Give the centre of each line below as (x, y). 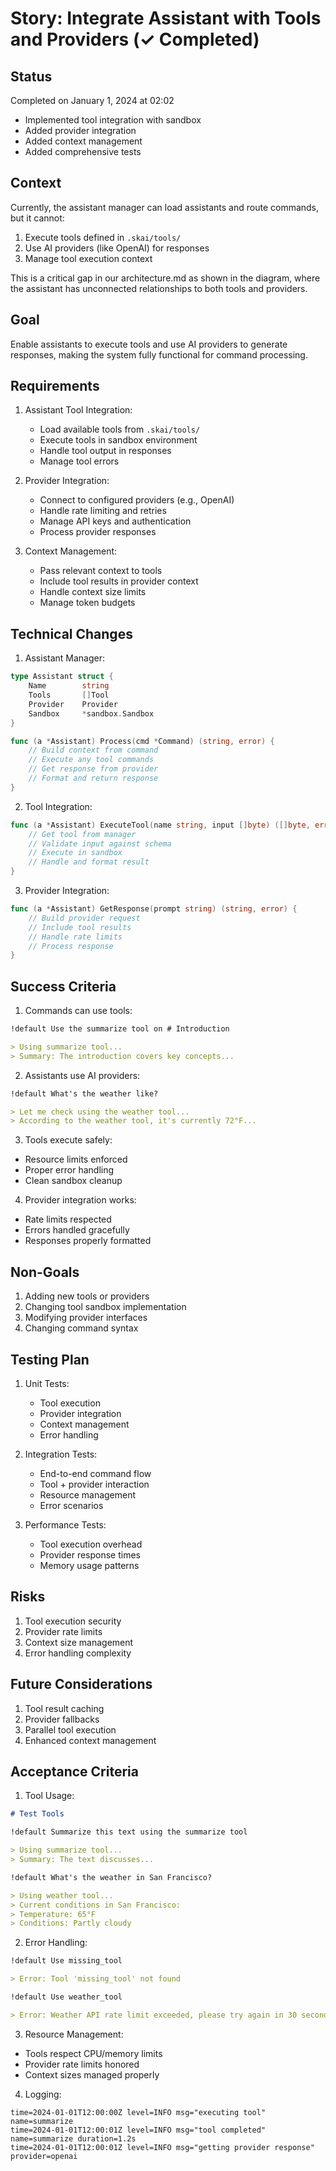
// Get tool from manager (82, 834)
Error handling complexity (78, 1653)
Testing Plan (50, 1359)
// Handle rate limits (75, 937)
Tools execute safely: (68, 1140)
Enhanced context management (90, 1740)
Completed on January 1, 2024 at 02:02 (92, 100)
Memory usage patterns (89, 1565)
